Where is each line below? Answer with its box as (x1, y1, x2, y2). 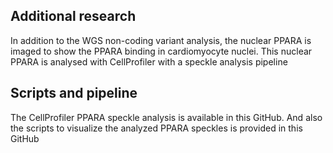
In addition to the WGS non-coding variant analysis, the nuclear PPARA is (10, 34, 312, 46)
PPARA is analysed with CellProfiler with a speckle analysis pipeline (10, 55, 288, 68)
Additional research (10, 8, 137, 25)
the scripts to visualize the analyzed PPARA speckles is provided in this (10, 122, 303, 134)
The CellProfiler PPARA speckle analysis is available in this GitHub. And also (10, 111, 323, 123)
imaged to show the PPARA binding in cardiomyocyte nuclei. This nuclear (10, 45, 313, 57)
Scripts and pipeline (10, 85, 138, 102)
